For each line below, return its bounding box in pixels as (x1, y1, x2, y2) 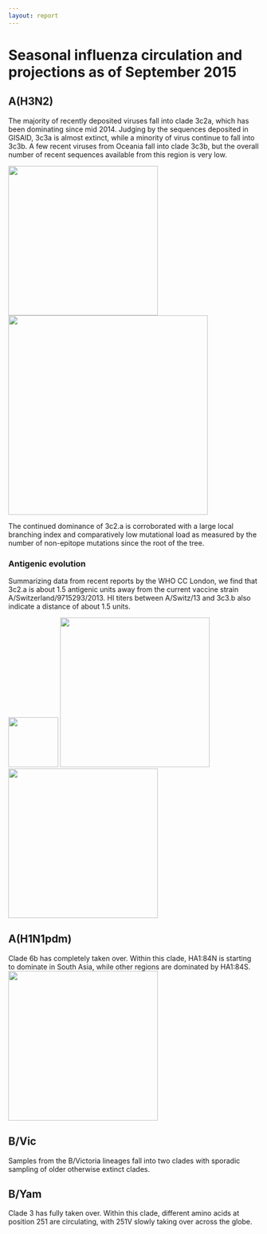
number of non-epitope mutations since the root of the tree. (8, 538, 205, 547)
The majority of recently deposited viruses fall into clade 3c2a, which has (8, 116, 249, 125)
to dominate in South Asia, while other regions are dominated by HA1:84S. (8, 962, 251, 972)
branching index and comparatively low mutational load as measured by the (8, 530, 257, 539)
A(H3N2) (8, 95, 53, 108)
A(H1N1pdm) (8, 932, 72, 946)
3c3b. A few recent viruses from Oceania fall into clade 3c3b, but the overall (8, 141, 259, 151)
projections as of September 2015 (8, 63, 237, 81)
